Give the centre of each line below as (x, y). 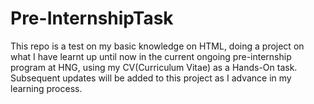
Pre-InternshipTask (92, 18)
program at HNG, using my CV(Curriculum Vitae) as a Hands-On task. (154, 67)
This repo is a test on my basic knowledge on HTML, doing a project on (157, 46)
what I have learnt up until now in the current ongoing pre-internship (151, 56)
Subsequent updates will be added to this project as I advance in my (151, 78)
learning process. (46, 88)
